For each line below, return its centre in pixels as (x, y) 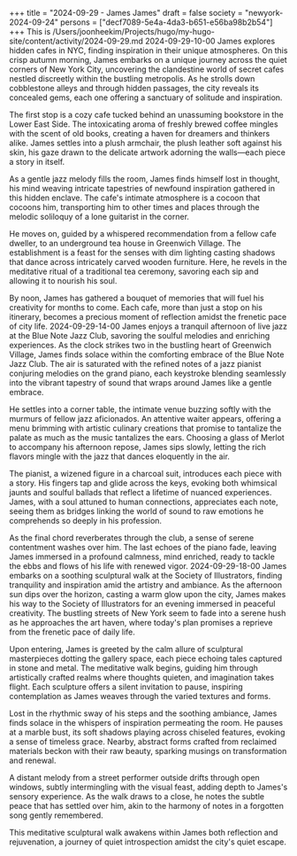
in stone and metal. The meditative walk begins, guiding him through (134, 668)
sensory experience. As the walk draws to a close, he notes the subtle (137, 796)
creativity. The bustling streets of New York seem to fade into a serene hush (148, 613)
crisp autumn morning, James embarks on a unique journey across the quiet (148, 60)
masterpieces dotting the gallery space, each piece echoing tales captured (146, 658)
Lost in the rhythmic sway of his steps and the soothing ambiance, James (143, 713)
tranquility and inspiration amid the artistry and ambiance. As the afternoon (146, 585)
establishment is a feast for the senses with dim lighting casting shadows (142, 253)
